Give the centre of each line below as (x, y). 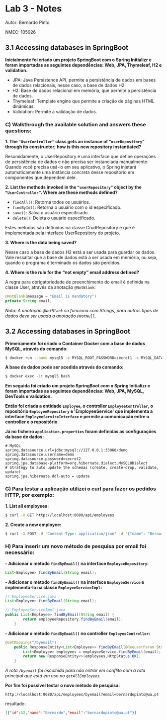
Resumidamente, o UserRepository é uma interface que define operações (81, 157)
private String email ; (29, 301)
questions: (18, 131)
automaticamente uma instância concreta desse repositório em (70, 173)
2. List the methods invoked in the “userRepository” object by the (73, 187)
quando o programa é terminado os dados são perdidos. (63, 263)
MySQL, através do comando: (37, 349)
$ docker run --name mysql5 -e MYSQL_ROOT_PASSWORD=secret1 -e (72, 358)
